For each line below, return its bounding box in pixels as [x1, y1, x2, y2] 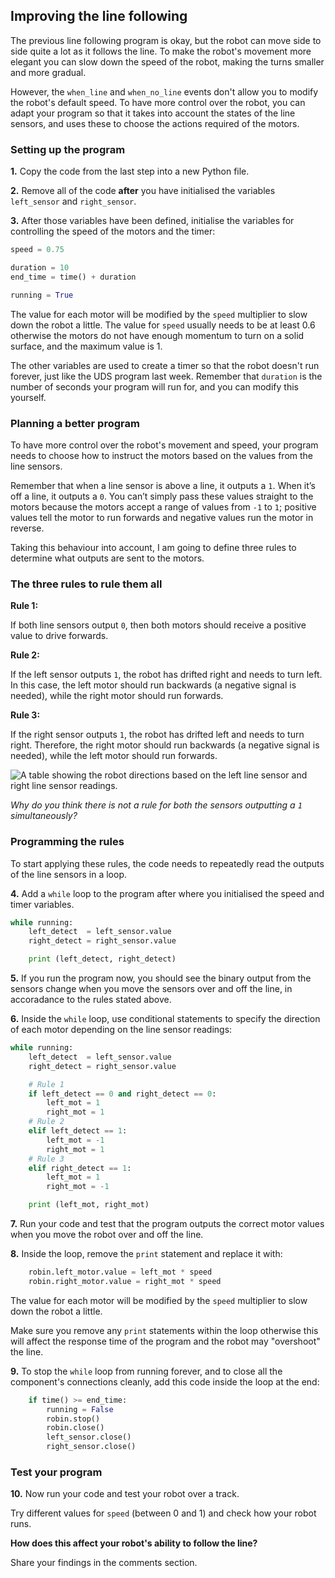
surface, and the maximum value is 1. [10, 340, 163, 352]
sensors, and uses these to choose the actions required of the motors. [10, 117, 300, 129]
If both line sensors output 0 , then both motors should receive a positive [10, 619, 307, 631]
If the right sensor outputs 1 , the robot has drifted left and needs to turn [10, 729, 305, 741]
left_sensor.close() [46, 1432, 132, 1443]
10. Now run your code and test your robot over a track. [10, 1488, 240, 1500]
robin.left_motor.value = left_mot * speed [28, 1267, 213, 1277]
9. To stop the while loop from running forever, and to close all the [10, 1365, 283, 1377]
